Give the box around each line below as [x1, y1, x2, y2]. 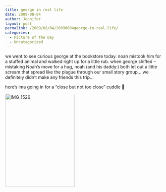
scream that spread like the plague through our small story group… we [5, 69, 149, 75]
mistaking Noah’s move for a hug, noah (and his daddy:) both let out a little [5, 64, 158, 69]
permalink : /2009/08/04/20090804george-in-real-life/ [5, 26, 119, 31]
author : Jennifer [5, 16, 41, 21]
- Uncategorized [9, 40, 43, 45]
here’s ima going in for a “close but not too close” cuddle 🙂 [5, 84, 125, 90]
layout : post [5, 21, 32, 26]
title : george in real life [5, 7, 63, 12]
